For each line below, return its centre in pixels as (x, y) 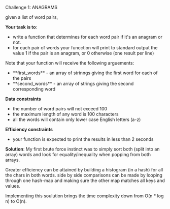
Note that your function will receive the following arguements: (70, 63)
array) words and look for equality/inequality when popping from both (78, 154)
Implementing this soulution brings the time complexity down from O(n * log (84, 196)
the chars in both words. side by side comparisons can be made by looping (84, 175)
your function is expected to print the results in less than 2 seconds (83, 139)
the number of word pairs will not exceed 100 (60, 109)
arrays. (13, 160)
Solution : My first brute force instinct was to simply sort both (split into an (82, 149)
